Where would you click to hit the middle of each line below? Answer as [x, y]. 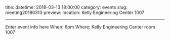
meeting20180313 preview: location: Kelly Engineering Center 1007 [75, 12]
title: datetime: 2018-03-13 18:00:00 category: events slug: [66, 7]
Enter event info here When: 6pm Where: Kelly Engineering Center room [80, 27]
